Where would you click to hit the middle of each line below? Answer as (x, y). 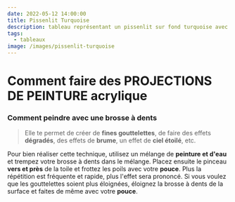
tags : (15, 33)
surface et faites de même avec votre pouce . (73, 191)
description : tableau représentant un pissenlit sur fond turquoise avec (118, 27)
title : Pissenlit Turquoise (49, 20)
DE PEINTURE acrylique (77, 96)
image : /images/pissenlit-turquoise (61, 46)
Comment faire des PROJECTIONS (110, 81)
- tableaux (30, 40)
